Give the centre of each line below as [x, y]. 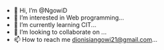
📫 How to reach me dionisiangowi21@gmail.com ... [85, 40]
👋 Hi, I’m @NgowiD [40, 10]
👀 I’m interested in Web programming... [69, 18]
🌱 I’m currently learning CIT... [55, 25]
